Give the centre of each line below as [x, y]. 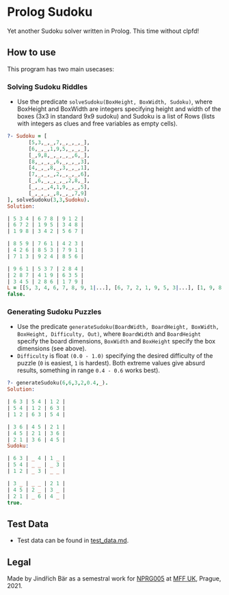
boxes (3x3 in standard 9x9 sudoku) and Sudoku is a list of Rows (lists [116, 117]
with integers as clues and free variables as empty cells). [97, 123]
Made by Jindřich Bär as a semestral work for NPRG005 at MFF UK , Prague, [114, 579]
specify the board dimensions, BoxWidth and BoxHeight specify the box [116, 341]
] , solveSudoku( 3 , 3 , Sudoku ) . [49, 199]
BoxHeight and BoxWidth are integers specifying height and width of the [119, 109]
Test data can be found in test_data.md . [73, 541]
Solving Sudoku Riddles [47, 86]
